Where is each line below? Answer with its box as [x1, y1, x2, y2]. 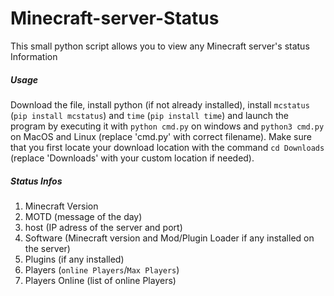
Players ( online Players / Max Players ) [24, 263, 180, 276]
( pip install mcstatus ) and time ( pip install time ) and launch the [10, 109, 289, 121]
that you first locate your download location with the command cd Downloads [10, 141, 325, 153]
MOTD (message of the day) [24, 210, 143, 222]
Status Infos [10, 175, 63, 187]
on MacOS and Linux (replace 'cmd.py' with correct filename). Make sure [10, 130, 312, 142]
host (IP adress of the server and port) [24, 221, 183, 233]
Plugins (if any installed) [24, 253, 125, 265]
